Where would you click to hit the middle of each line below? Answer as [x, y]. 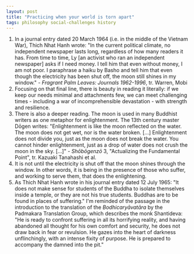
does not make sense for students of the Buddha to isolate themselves [100, 189]
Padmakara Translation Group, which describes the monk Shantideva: [98, 214]
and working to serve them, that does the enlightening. [81, 176]
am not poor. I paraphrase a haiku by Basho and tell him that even [93, 70]
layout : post [22, 11]
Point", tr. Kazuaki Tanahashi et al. [55, 158]
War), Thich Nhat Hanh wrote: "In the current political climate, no [92, 45]
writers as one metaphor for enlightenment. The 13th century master [97, 120]
